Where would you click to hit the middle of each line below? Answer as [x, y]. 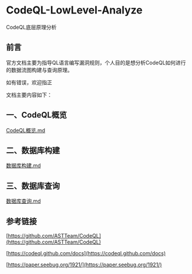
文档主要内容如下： [29, 95]
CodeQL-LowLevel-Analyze [74, 10]
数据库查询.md [23, 201]
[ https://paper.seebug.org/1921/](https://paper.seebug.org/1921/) [84, 265]
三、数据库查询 [33, 186]
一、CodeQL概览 [36, 115]
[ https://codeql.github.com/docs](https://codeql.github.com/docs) [86, 253]
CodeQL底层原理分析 [31, 27]
